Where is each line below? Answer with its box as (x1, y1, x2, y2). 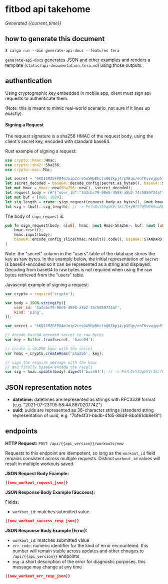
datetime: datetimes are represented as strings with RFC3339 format (12, 396, 155, 402)
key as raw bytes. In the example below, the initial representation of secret (5, 256, 158, 262)
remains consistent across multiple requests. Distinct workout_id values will (5, 455, 160, 461)
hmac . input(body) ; (14, 232, 52, 237)
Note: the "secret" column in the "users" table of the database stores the (5, 250, 155, 256)
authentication (5, 77, 52, 85)
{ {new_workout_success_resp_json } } (5, 518, 79, 523)
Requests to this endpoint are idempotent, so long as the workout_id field (5, 450, 156, 456)
